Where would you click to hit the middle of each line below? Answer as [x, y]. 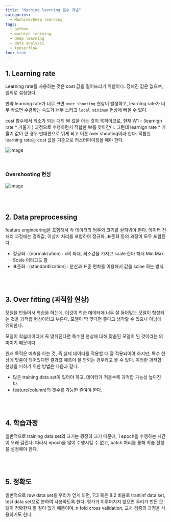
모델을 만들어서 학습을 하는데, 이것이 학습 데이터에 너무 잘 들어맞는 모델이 [78, 313]
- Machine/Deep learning [36, 19]
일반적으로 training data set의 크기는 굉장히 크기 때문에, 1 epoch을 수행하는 [81, 436]
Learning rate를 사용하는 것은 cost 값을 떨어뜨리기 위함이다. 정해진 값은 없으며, [84, 86]
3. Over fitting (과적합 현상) [47, 299]
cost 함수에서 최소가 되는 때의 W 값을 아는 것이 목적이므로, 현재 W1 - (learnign [84, 121]
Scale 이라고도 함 [30, 260]
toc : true [16, 53]
